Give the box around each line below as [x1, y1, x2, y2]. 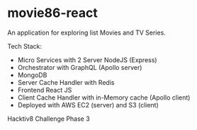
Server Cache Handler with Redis [17, 78, 115, 86]
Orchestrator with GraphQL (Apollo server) [17, 63, 142, 71]
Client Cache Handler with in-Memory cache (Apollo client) [17, 93, 191, 102]
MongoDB [17, 71, 47, 79]
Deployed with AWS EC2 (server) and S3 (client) [17, 100, 159, 109]
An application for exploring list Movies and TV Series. [7, 28, 167, 37]
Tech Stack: [7, 42, 43, 50]
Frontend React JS [17, 85, 72, 94]
